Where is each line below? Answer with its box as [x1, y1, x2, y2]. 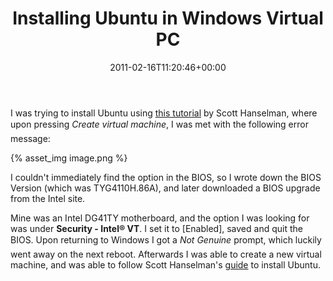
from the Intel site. [10, 192, 86, 204]
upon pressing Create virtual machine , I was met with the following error [10, 118, 309, 130]
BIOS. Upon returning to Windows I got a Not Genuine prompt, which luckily [10, 233, 322, 246]
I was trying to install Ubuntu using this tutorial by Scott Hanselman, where [10, 107, 318, 119]
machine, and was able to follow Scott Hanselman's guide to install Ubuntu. [10, 258, 321, 271]
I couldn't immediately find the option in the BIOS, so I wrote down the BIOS [10, 171, 322, 183]
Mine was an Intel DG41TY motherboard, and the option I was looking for [10, 212, 310, 224]
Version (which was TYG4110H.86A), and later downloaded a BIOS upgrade [10, 182, 321, 194]
